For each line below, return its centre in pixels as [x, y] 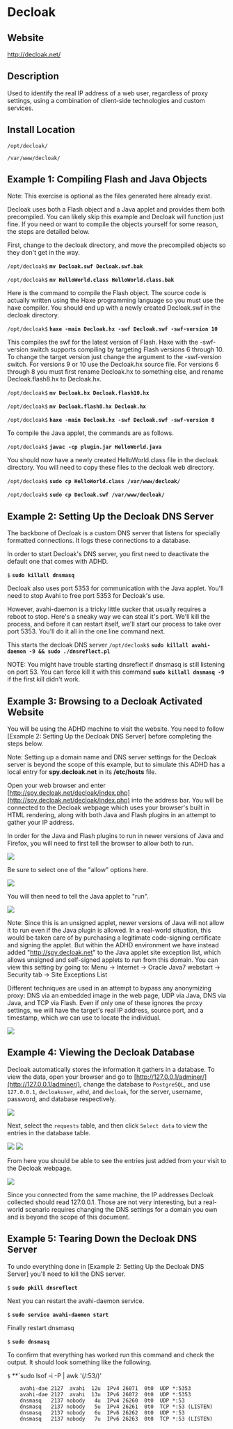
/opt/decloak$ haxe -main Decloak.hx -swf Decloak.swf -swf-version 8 [111, 420]
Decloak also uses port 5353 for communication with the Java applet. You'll [115, 588]
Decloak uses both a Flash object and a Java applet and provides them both [116, 210]
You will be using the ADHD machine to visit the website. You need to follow [116, 729]
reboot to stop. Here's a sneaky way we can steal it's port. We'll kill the [109, 617]
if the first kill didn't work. [44, 679]
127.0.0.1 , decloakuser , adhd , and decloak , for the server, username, [105, 1091]
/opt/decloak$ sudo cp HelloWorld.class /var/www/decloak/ [94, 482]
